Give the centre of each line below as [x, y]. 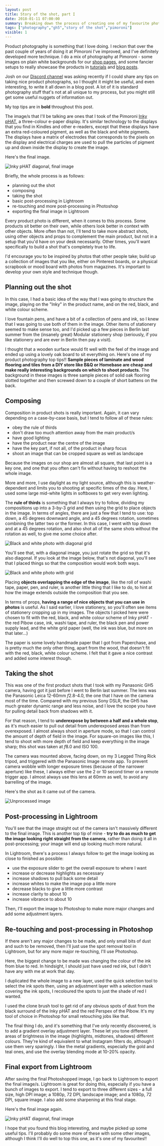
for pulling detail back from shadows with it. [49, 711]
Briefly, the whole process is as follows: [45, 176]
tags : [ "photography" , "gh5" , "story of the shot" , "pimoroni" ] [69, 28]
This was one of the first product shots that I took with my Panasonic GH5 [79, 685]
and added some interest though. [39, 658]
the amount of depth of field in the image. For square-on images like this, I [80, 736]
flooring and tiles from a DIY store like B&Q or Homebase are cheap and [79, 364]
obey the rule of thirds [34, 427]
